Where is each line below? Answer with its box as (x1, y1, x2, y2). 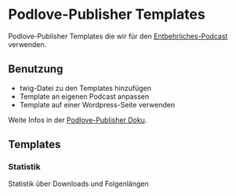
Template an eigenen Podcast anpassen (19, 92, 150, 101)
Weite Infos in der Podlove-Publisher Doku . (8, 115, 147, 125)
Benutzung (8, 63, 64, 76)
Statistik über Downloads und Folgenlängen (8, 179, 149, 189)
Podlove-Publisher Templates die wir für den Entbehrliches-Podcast (8, 31, 228, 41)
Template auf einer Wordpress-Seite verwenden (19, 100, 175, 109)
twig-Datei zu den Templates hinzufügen (19, 83, 151, 93)
